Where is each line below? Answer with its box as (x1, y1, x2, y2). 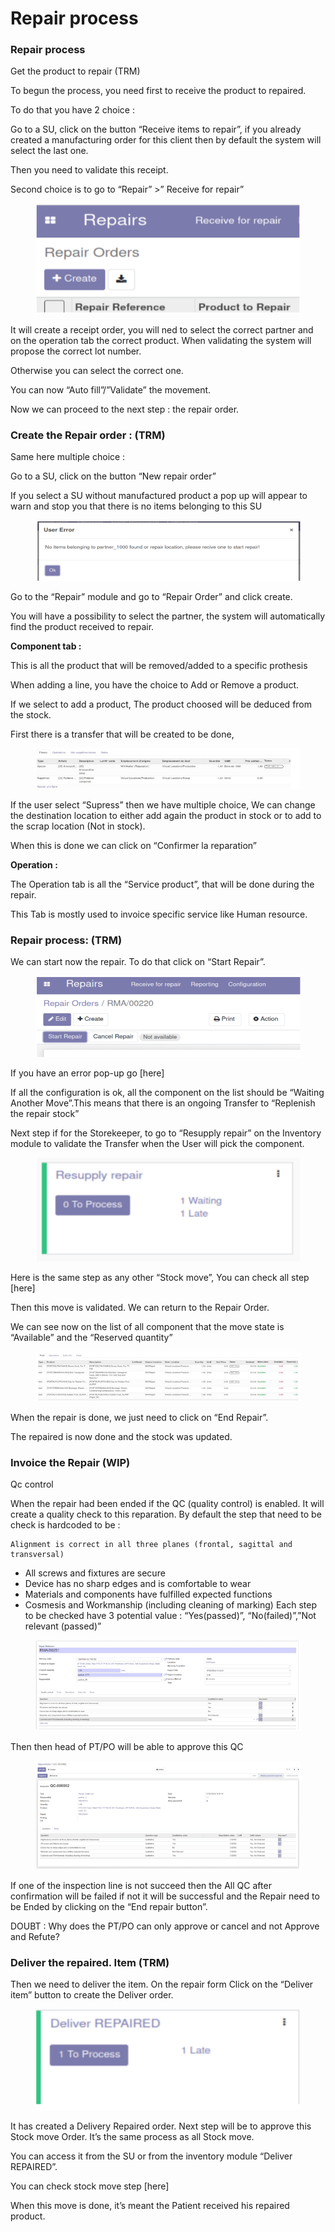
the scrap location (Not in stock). (10, 820, 146, 832)
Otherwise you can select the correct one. (10, 364, 184, 376)
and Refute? (10, 1930, 60, 1942)
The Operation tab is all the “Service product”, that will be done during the (10, 878, 315, 890)
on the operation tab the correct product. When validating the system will (10, 334, 312, 346)
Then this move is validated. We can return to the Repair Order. (10, 1301, 270, 1313)
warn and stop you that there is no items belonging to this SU (10, 500, 263, 512)
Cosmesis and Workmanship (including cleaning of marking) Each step (24, 1599, 317, 1611)
